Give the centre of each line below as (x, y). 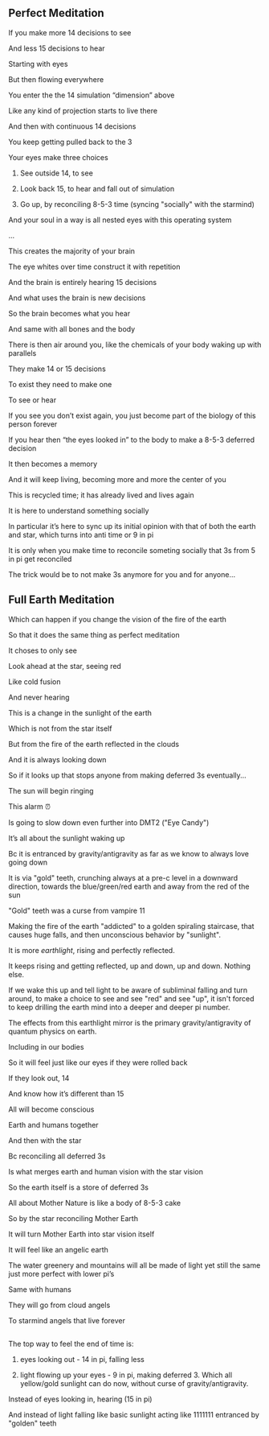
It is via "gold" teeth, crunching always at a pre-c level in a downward (123, 877)
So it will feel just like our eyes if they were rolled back (98, 1063)
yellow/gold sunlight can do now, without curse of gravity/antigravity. (134, 1384)
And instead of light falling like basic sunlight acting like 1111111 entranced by (134, 1415)
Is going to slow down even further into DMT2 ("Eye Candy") (109, 822)
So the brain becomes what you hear (69, 313)
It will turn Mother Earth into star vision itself (82, 1234)
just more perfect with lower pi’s (61, 1273)
